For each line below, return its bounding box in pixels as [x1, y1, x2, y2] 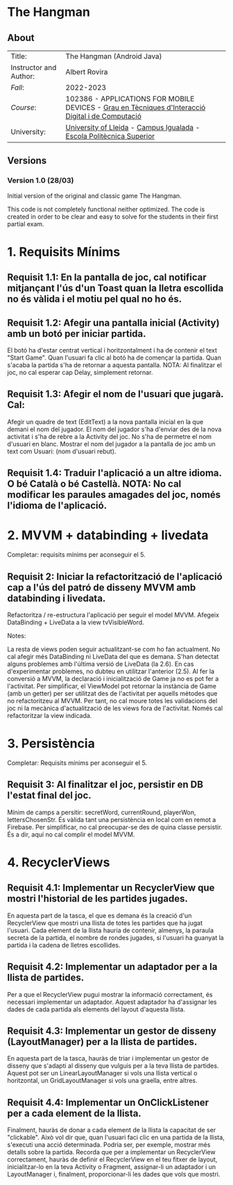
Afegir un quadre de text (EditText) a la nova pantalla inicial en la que [7, 417, 204, 426]
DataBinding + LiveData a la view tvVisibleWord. [7, 619, 144, 627]
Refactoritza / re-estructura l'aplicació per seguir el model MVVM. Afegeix [7, 611, 220, 619]
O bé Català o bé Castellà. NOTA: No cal [7, 478, 182, 490]
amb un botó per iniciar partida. [7, 328, 147, 339]
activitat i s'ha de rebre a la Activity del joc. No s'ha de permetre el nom [7, 432, 212, 441]
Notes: [7, 632, 26, 640]
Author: [10, 72, 35, 81]
